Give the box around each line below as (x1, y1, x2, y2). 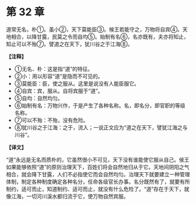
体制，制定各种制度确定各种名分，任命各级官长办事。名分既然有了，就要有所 (6, 178, 190, 185)
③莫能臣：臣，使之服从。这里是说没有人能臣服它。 (14, 80, 140, 87)
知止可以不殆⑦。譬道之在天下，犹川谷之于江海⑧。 (6, 40, 133, 47)
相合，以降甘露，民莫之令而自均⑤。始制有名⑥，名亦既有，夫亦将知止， (10, 33, 189, 40)
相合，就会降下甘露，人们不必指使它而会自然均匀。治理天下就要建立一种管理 (6, 170, 190, 177)
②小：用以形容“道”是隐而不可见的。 (14, 73, 103, 80)
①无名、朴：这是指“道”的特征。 (14, 65, 93, 72)
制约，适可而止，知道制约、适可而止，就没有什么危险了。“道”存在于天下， (6, 185, 185, 192)
